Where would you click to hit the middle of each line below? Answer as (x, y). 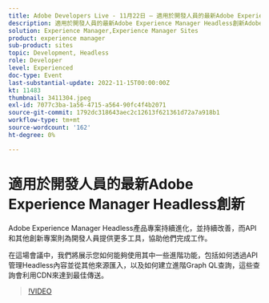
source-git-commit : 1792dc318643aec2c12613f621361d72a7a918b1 (114, 113)
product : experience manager (57, 38)
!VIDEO (40, 291)
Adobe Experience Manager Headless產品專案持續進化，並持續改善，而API (132, 228)
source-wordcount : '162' (50, 127)
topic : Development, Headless (59, 53)
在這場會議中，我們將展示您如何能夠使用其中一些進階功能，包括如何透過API (133, 255)
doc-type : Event (35, 75)
